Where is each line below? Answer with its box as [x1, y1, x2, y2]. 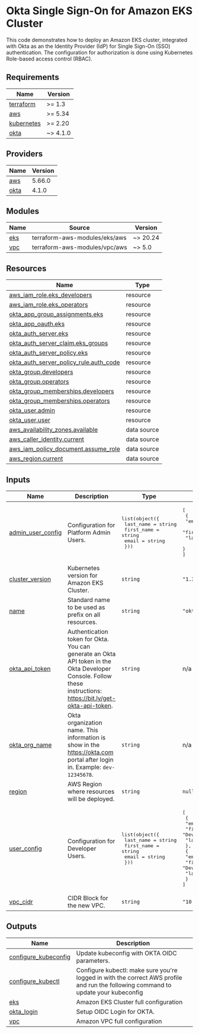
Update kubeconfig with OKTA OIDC [76, 949, 178, 957]
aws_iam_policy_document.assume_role [9, 445, 120, 453]
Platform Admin [67, 528, 111, 536]
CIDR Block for [67, 894, 108, 902]
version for [67, 571, 98, 580]
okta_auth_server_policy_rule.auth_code [9, 358, 120, 366]
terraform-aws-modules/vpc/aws [31, 243, 127, 252]
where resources [67, 787, 115, 796]
